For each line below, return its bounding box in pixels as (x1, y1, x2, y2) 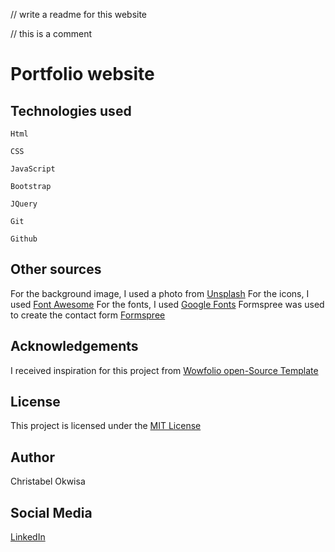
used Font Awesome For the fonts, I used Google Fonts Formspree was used (10, 298, 325, 310)
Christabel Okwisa (10, 475, 86, 488)
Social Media (10, 504, 93, 521)
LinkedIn (10, 531, 46, 543)
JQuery (10, 199, 38, 209)
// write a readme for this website (10, 9, 148, 20)
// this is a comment (10, 28, 93, 39)
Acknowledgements (10, 338, 139, 355)
